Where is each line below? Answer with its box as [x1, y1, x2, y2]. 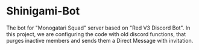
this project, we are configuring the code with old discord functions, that [6, 30, 186, 37]
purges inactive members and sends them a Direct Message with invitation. [6, 37, 194, 44]
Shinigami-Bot [6, 4, 80, 18]
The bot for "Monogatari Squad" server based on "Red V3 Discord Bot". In [6, 24, 191, 31]
